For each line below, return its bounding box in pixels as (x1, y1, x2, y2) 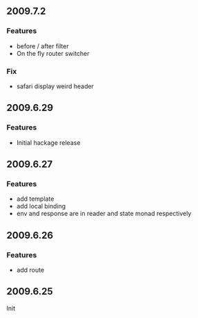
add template (16, 195, 55, 203)
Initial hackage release (16, 138, 81, 147)
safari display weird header (16, 82, 95, 90)
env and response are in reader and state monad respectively (16, 210, 192, 218)
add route (16, 266, 45, 275)
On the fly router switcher (16, 49, 90, 57)
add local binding (16, 202, 66, 210)
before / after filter (16, 41, 70, 50)
